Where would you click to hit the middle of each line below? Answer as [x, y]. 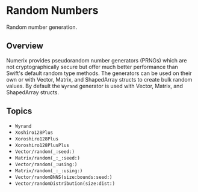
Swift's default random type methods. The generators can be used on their [99, 73]
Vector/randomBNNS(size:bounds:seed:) [63, 177]
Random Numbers [52, 10]
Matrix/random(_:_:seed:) [47, 158]
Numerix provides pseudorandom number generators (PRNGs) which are [97, 60]
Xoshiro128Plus [34, 133]
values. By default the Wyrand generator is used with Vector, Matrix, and [95, 86]
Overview [25, 46]
